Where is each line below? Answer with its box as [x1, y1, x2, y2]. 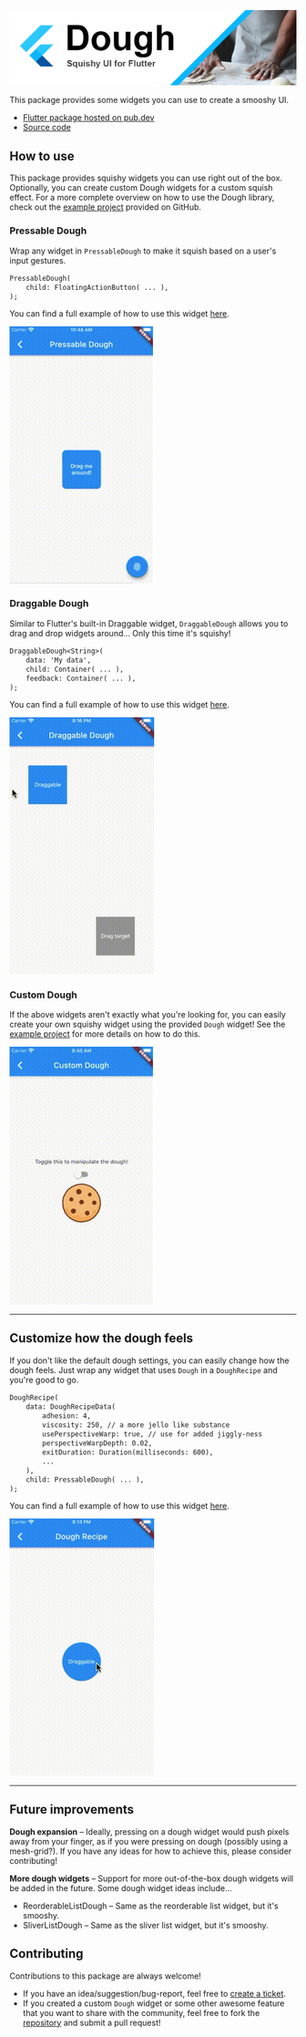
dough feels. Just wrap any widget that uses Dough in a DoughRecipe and [9, 1364, 278, 1375]
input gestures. [9, 254, 66, 265]
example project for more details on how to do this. [9, 1029, 201, 1039]
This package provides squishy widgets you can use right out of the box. [9, 172, 283, 183]
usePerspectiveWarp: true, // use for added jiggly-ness [42, 1429, 262, 1439]
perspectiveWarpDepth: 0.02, [42, 1438, 153, 1448]
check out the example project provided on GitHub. [9, 202, 202, 212]
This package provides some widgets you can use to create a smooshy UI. [9, 95, 290, 106]
